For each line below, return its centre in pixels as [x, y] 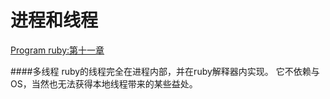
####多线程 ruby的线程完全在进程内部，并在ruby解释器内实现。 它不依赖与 [165, 71]
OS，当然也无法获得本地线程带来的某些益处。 [104, 83]
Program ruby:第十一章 [57, 50]
